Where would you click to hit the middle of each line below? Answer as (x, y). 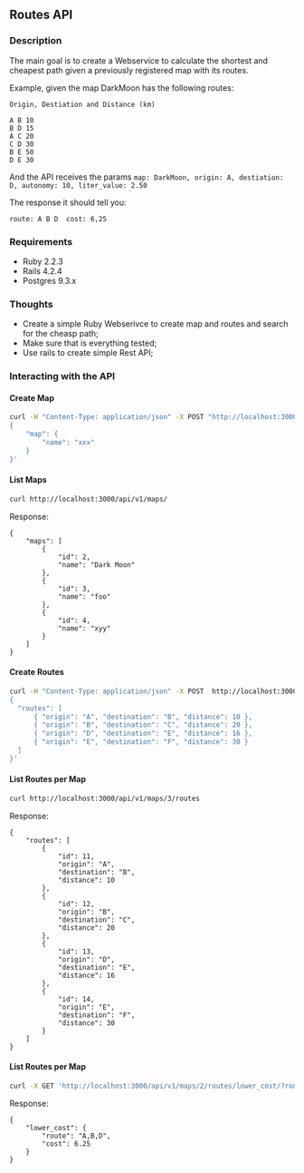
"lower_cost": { (57, 1128)
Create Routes (37, 672)
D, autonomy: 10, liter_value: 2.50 (78, 185)
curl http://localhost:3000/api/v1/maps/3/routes (105, 799)
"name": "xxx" (68, 443)
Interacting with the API (62, 376)
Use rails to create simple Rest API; (88, 353)
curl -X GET (32, 1086)
